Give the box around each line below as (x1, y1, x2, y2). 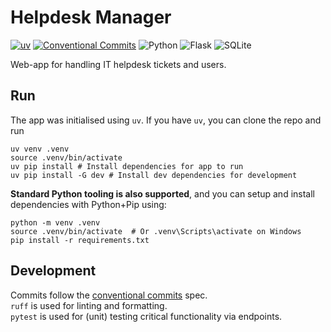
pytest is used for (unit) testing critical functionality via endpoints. (10, 310, 283, 322)
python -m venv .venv (10, 217, 101, 228)
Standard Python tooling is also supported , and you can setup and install (10, 187, 315, 200)
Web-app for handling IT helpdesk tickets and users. (10, 58, 227, 70)
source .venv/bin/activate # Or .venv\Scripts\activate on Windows (10, 226, 302, 236)
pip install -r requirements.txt (10, 235, 150, 245)
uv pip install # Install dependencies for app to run (10, 161, 244, 171)
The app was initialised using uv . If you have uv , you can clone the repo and (10, 114, 322, 126)
